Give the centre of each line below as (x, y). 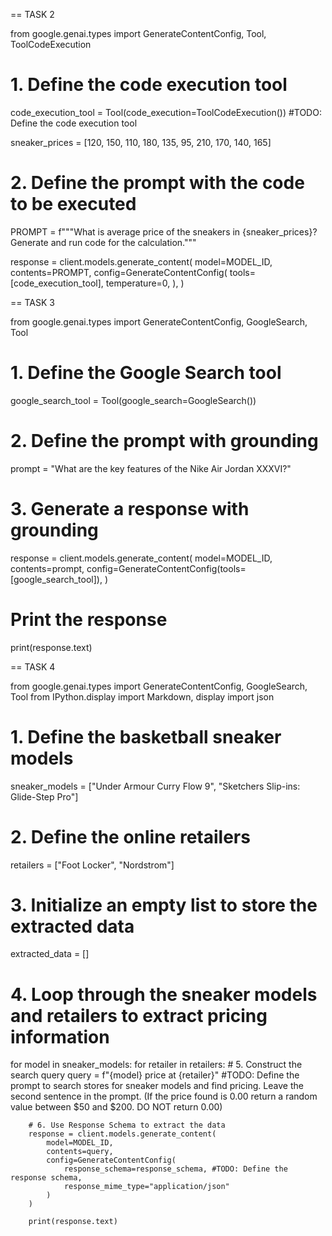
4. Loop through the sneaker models (164, 994)
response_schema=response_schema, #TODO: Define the (175, 1169)
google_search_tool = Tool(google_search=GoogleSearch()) (133, 400)
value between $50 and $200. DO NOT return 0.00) (116, 1107)
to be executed (73, 204)
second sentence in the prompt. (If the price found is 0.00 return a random (164, 1096)
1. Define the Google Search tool (146, 373)
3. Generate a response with (130, 508)
